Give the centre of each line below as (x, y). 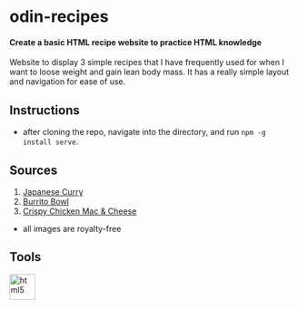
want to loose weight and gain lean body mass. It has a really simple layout (149, 72)
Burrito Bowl (46, 202)
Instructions (45, 110)
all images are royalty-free (72, 229)
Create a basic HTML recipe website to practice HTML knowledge (135, 42)
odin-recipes (59, 17)
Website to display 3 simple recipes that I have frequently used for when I (147, 63)
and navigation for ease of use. (68, 82)
